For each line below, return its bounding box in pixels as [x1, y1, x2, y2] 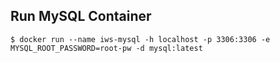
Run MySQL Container [10, 8, 152, 25]
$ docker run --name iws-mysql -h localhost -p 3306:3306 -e [10, 34, 271, 44]
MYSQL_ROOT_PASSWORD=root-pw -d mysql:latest [10, 43, 203, 53]
